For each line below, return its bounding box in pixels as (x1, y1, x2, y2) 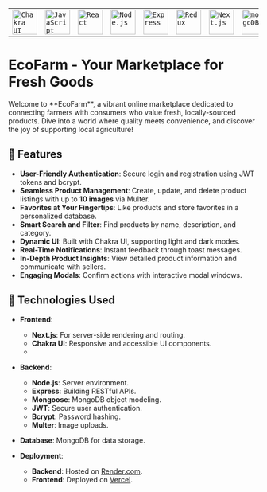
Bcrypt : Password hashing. (31, 412, 122, 421)
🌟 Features (8, 147, 63, 162)
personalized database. (19, 211, 97, 221)
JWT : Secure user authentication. (31, 403, 143, 412)
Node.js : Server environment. (31, 377, 130, 387)
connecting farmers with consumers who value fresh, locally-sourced (8, 107, 236, 117)
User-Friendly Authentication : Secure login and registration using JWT (19, 169, 255, 178)
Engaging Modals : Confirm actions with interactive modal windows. (19, 270, 242, 279)
